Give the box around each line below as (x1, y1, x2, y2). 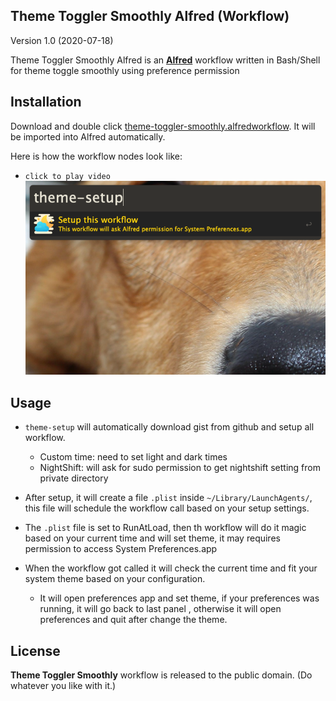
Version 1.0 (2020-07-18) (10, 34, 114, 46)
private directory (39, 472, 109, 484)
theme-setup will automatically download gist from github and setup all (24, 421, 315, 433)
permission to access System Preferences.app (24, 543, 218, 555)
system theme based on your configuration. (24, 573, 206, 585)
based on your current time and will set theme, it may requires (24, 532, 281, 544)
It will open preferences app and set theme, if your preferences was (39, 592, 320, 604)
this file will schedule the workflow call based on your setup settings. (24, 502, 310, 514)
